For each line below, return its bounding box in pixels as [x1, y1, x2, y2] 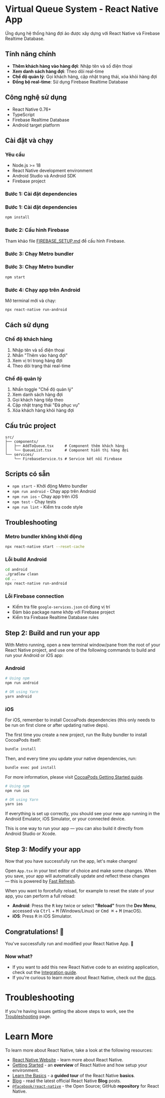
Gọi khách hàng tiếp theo [12, 396, 64, 402]
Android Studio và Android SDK [12, 173, 76, 179]
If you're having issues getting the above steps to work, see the [5, 1009, 134, 1014]
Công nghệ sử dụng [5, 93, 67, 102]
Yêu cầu [5, 151, 25, 158]
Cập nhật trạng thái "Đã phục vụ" [12, 402, 80, 408]
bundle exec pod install [5, 765, 56, 770]
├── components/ [5, 439, 38, 444]
